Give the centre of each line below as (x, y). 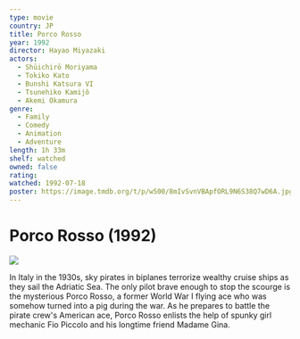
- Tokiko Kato (43, 76)
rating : (24, 175)
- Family (33, 117)
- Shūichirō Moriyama (58, 68)
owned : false (33, 167)
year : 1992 (29, 42)
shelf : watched (37, 158)
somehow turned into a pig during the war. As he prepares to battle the (140, 305)
